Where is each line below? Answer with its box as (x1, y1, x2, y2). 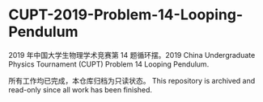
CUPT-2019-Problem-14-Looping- (8, 6, 244, 24)
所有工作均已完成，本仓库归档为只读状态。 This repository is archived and (8, 75, 256, 85)
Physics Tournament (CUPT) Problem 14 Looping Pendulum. (8, 59, 210, 69)
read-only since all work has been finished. (8, 84, 152, 94)
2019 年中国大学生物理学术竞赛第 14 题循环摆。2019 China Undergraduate (8, 50, 256, 59)
